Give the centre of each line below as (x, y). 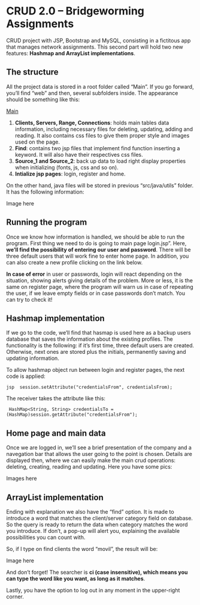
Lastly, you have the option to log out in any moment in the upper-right (93, 590)
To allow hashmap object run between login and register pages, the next (96, 370)
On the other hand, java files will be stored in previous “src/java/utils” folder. (100, 185)
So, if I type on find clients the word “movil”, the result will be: (82, 549)
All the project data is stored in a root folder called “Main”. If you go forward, (100, 87)
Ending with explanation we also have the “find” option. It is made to (90, 512)
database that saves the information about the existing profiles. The (90, 339)
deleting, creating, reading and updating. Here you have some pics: (89, 467)
